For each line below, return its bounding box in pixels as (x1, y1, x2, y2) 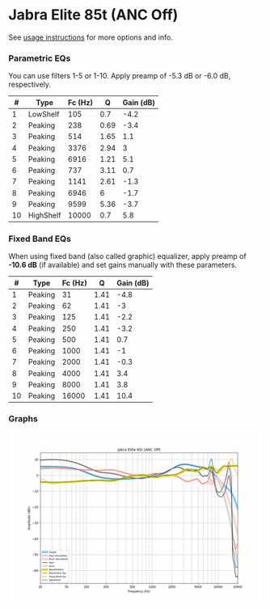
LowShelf (27, 109, 60, 119)
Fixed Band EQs (8, 233, 71, 244)
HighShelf (27, 210, 61, 220)
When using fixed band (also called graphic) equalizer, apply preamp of (8, 252, 247, 261)
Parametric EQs (8, 53, 71, 64)
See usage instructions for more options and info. (8, 32, 174, 42)
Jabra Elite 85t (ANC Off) (8, 6, 179, 24)
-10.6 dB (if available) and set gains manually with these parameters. (8, 260, 237, 270)
